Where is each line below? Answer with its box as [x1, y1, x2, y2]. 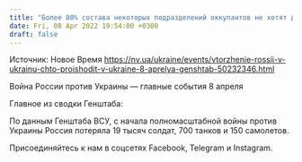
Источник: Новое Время [9, 55, 102, 65]
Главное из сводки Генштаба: [9, 98, 123, 109]
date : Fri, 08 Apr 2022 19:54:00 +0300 [9, 21, 159, 30]
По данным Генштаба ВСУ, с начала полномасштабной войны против [9, 115, 277, 126]
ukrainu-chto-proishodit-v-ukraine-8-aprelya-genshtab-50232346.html [9, 64, 275, 74]
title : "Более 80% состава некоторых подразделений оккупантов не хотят [9, 13, 288, 22]
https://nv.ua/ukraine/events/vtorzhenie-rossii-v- [103, 55, 286, 65]
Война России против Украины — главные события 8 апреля [9, 81, 244, 92]
